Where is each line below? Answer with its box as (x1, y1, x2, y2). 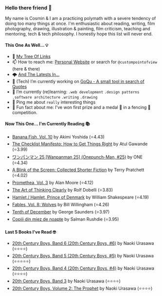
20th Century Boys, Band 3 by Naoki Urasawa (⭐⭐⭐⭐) (12, 278, 121, 284)
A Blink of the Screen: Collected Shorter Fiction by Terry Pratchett (12, 167, 144, 173)
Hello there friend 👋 (5, 4, 52, 11)
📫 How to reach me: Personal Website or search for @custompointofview (12, 59, 157, 65)
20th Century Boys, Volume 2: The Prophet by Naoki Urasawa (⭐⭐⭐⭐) (12, 285, 153, 291)
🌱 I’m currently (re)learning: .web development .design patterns (12, 89, 140, 95)
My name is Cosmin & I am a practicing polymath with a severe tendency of (5, 16, 156, 21)
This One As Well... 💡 (5, 42, 49, 48)
